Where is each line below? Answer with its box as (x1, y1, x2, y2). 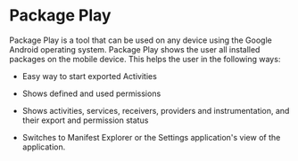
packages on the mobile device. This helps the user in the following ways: (9, 53, 281, 64)
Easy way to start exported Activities (21, 70, 158, 81)
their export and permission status (21, 115, 149, 125)
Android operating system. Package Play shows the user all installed (9, 44, 261, 54)
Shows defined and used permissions (21, 88, 161, 99)
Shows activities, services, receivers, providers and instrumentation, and (21, 105, 290, 116)
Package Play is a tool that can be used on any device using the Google (9, 35, 272, 45)
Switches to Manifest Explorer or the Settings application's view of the (21, 132, 281, 142)
